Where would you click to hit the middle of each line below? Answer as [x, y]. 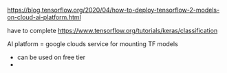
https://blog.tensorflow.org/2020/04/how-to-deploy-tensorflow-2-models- [113, 10]
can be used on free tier [51, 57]
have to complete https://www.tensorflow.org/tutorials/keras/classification [112, 31]
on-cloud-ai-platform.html [44, 17]
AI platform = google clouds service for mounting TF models [93, 44]
